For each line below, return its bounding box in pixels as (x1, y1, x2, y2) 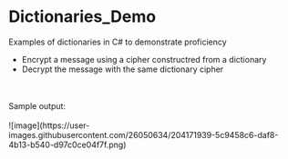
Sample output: (8, 100, 66, 111)
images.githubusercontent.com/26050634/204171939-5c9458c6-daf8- (8, 129, 279, 140)
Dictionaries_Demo (8, 6, 157, 27)
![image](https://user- (8, 120, 90, 131)
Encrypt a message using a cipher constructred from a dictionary (21, 54, 267, 65)
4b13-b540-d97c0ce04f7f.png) (8, 139, 127, 150)
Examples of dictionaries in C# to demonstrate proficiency (8, 36, 227, 47)
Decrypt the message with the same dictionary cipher (21, 64, 224, 75)
